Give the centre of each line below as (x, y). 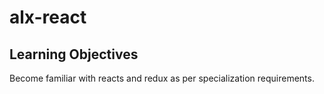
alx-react (48, 17)
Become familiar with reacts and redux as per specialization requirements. (162, 78)
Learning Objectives (74, 54)
